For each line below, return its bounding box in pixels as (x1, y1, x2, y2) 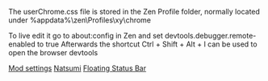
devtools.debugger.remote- (164, 31, 257, 40)
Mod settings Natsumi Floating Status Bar (8, 63, 147, 73)
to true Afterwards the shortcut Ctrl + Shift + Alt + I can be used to (36, 39, 258, 49)
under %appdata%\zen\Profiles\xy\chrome (8, 15, 152, 25)
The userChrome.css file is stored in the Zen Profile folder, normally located (8, 7, 261, 16)
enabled (8, 39, 36, 49)
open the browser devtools (8, 48, 98, 57)
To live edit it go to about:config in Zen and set (8, 31, 164, 40)
